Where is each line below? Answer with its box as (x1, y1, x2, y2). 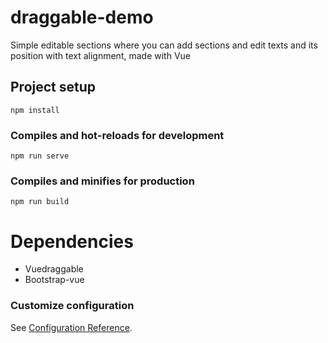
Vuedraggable (24, 263, 84, 275)
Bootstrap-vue (24, 274, 85, 286)
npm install (10, 105, 60, 115)
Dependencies (10, 230, 134, 253)
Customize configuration (10, 299, 135, 313)
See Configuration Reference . (10, 321, 133, 333)
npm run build (10, 197, 70, 207)
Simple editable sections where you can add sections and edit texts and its (10, 39, 318, 51)
